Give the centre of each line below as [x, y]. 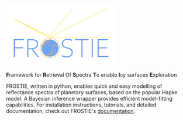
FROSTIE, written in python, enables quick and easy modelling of [84, 86]
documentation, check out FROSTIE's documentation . [71, 111]
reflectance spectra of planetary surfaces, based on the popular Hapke [92, 92]
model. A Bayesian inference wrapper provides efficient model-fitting [89, 98]
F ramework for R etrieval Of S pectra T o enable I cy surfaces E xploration [91, 74]
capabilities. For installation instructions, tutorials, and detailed [81, 105]
